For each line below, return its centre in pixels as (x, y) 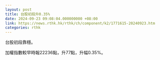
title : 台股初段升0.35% (28, 14)
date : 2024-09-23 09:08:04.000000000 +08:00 (51, 19)
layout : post (18, 10)
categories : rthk (23, 28)
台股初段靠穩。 (20, 42)
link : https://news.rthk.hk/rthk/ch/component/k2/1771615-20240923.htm (80, 23)
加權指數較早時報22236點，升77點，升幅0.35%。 (55, 53)
